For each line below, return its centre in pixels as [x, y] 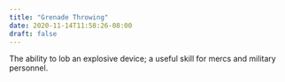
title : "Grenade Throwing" [59, 17]
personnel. [29, 68]
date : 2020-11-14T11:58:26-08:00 [71, 26]
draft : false [33, 34]
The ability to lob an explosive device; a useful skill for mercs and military [142, 59]
